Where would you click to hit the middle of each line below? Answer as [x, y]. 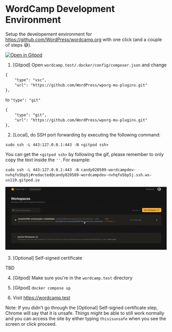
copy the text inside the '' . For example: [48, 160]
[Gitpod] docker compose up [41, 287]
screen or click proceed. [31, 324]
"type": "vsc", [31, 80]
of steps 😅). [18, 45]
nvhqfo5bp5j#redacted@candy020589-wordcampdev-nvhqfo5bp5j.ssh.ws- [79, 175]
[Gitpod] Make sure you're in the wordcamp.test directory [73, 278]
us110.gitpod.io [23, 180]
